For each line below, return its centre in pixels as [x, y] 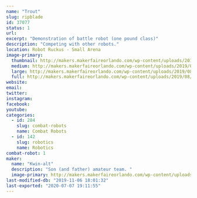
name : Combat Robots [42, 132]
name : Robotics [35, 148]
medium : [21, 66]
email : [14, 88]
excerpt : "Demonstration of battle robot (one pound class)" [82, 39]
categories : [21, 115]
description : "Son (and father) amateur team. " [72, 170]
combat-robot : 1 [26, 153]
